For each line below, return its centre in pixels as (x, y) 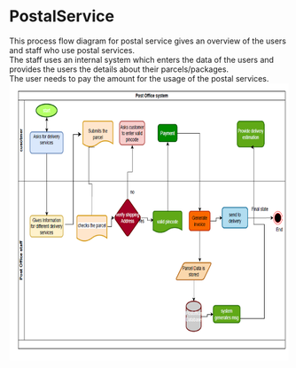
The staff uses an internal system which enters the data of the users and (142, 59)
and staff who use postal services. (72, 50)
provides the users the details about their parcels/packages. (119, 69)
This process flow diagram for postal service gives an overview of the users (148, 41)
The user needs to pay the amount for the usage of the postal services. (139, 78)
